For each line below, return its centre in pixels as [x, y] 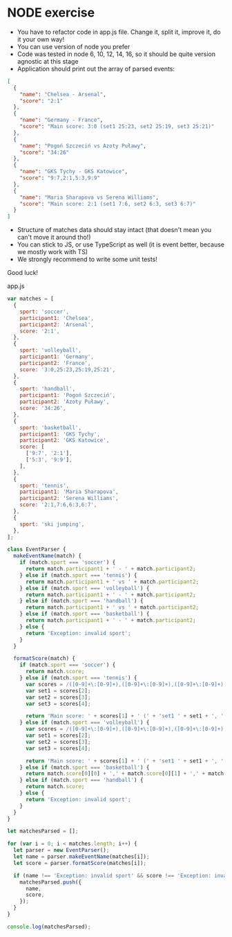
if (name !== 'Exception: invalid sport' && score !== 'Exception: [113, 875]
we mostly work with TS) [52, 252]
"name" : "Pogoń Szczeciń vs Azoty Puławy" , [83, 146]
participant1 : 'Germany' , [57, 357]
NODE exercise [51, 13]
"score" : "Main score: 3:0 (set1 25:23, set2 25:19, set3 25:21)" [117, 127]
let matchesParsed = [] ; [43, 831]
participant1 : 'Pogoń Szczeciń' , [68, 395]
